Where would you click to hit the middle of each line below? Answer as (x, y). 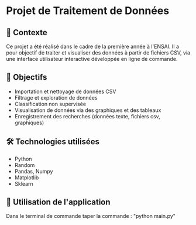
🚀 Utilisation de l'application (58, 202)
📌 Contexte (27, 33)
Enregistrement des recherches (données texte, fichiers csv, (87, 116)
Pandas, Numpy (34, 171)
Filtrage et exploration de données (56, 97)
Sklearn (24, 183)
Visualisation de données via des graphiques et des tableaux (88, 110)
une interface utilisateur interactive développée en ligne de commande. (92, 59)
